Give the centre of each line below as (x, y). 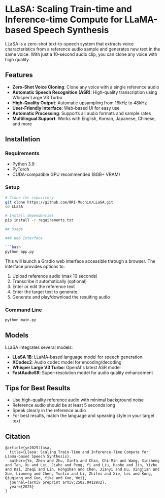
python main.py (21, 320)
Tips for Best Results (38, 388)
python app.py (20, 251)
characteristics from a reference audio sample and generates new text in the (83, 49)
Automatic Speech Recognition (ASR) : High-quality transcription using (85, 92)
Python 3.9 (23, 164)
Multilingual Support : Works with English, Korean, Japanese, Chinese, (84, 118)
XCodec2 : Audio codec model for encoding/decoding (67, 362)
